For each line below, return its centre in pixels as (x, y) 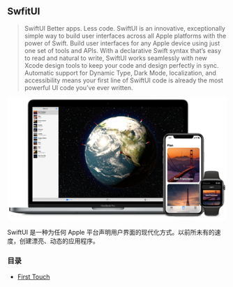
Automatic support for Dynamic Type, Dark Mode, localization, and (120, 73)
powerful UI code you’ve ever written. (78, 87)
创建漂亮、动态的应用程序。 (59, 241)
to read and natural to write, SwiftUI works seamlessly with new (115, 58)
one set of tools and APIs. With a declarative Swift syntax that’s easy (123, 50)
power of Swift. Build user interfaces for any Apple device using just (122, 43)
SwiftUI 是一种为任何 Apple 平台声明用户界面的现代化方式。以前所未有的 (111, 233)
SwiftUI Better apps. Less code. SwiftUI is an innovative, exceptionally (125, 28)
